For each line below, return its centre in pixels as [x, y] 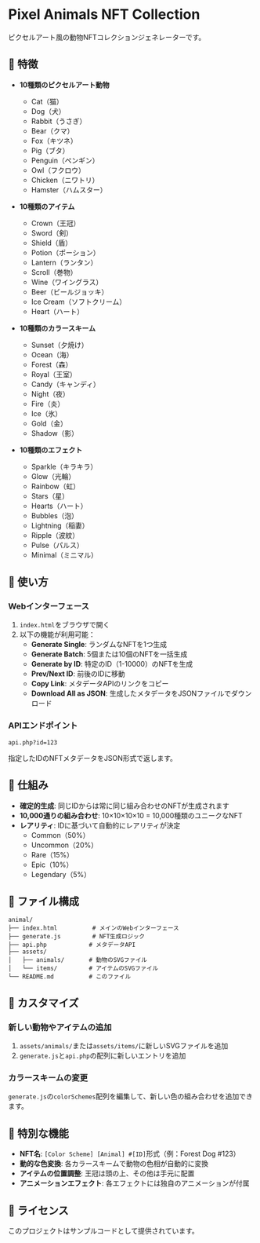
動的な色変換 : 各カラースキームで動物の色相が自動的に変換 [114, 1164]
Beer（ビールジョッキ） [70, 291]
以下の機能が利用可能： [57, 634]
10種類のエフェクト [51, 450]
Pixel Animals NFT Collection [104, 15]
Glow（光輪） [53, 476]
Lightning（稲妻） [60, 525]
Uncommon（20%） [64, 845]
